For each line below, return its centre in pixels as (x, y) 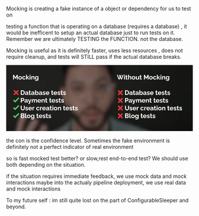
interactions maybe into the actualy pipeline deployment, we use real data (96, 183)
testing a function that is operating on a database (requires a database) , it (97, 26)
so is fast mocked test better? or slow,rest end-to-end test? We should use (97, 158)
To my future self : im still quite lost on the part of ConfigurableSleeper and (97, 201)
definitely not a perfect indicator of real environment (70, 147)
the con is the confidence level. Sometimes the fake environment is (88, 141)
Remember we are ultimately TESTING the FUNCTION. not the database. (95, 39)
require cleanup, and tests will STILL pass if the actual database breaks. (94, 57)
